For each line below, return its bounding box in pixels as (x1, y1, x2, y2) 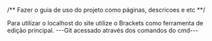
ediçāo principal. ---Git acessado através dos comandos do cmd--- (7, 27, 199, 34)
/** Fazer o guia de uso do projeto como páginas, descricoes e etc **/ (7, 6, 206, 14)
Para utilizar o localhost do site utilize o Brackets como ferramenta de (7, 19, 204, 27)
